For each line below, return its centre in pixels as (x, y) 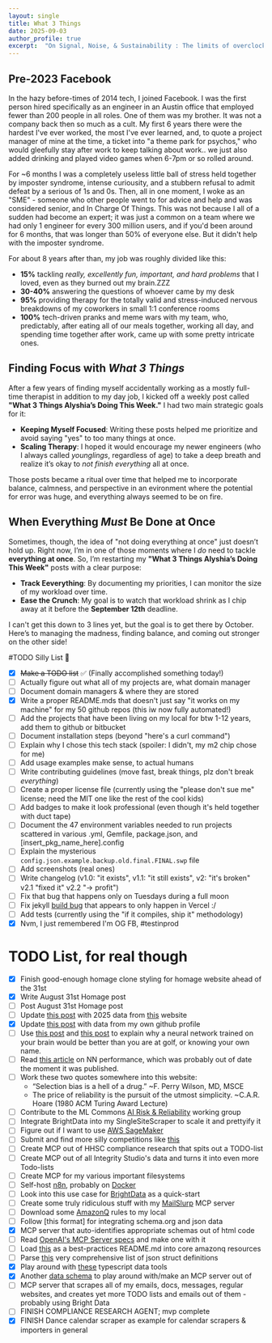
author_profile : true (45, 38)
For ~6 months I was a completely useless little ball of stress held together (132, 174)
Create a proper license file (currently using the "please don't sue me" (137, 790)
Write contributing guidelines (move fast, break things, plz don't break (137, 772)
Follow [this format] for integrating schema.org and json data (121, 1221)
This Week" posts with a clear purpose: (75, 567)
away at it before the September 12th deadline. (99, 608)
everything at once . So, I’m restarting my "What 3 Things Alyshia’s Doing (133, 558)
